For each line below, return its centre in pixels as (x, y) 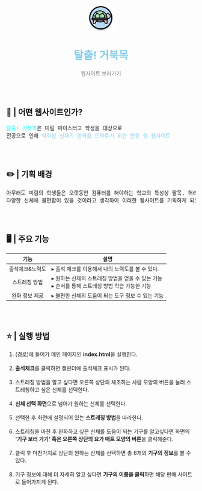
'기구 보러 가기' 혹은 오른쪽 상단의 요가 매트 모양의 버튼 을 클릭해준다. (94, 439)
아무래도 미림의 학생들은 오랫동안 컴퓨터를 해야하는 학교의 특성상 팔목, (96, 193)
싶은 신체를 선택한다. (65, 389)
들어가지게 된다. (40, 482)
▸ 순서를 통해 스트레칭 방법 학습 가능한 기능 (101, 286)
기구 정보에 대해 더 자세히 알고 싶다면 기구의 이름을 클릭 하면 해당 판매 (96, 474)
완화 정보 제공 (28, 295)
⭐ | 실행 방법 (28, 336)
